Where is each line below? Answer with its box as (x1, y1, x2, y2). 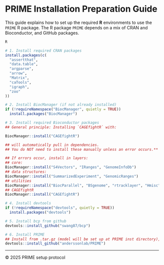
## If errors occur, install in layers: (5, 156, 89, 161)
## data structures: (5, 169, 47, 174)
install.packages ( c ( (5, 53, 47, 58)
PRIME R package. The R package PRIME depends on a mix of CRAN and (5, 24, 148, 30)
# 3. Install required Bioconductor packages (5, 121, 99, 125)
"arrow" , (9, 71, 27, 76)
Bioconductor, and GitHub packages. (5, 30, 80, 36)
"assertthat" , (9, 57, 38, 62)
